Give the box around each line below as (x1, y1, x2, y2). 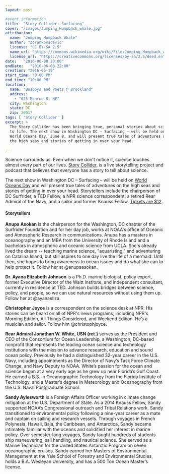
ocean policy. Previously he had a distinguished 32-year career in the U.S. (5, 352, 159, 359)
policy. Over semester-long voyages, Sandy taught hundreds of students (5, 432, 156, 438)
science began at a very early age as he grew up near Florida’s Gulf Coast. (5, 369, 160, 375)
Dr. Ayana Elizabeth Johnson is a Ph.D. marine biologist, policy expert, (5, 274, 152, 280)
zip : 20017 (10, 110, 33, 115)
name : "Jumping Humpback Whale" (10, 35, 78, 40)
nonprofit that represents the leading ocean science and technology (5, 341, 146, 348)
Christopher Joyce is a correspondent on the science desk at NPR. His (5, 305, 153, 311)
